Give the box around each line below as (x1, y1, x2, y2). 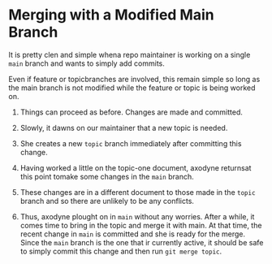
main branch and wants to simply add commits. (8, 58, 165, 68)
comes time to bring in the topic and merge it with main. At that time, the (19, 220, 262, 230)
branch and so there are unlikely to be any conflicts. (19, 196, 195, 206)
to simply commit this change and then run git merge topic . (19, 246, 222, 256)
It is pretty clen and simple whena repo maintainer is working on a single (8, 50, 251, 59)
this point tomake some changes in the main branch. (19, 171, 195, 181)
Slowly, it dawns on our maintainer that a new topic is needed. (19, 123, 228, 132)
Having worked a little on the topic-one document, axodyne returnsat (19, 162, 252, 172)
